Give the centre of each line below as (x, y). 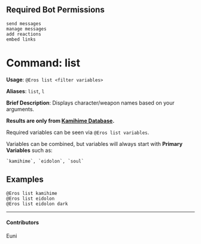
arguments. (20, 109)
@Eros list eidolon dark (37, 204)
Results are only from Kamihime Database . (60, 121)
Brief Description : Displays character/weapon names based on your (90, 103)
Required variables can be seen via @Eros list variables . (78, 132)
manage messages (26, 29)
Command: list (43, 63)
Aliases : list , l (25, 91)
